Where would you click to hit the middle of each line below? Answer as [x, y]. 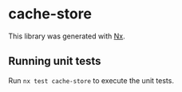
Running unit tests [55, 61]
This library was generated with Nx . [67, 36]
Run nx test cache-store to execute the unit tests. [91, 80]
